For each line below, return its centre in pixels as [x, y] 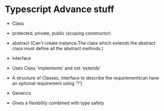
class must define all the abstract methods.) [58, 48]
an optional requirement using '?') [47, 83]
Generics [21, 93]
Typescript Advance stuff [60, 9]
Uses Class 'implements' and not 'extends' [57, 68]
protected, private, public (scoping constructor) [62, 33]
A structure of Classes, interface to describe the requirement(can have [86, 78]
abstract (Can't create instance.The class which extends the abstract [84, 43]
